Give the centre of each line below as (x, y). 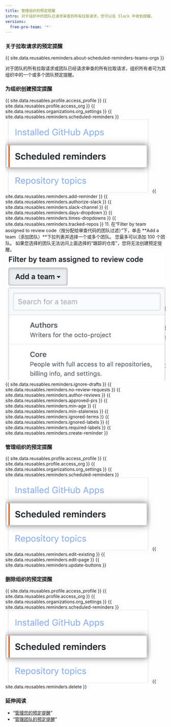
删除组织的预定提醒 (29, 579)
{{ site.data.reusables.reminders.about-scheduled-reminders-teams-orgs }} (85, 58)
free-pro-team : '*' (31, 27)
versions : (16, 21)
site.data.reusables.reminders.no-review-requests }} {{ (63, 390)
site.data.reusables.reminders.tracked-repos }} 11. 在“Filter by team (76, 224)
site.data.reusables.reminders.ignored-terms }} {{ (57, 417)
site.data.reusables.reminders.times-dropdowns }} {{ (61, 218)
